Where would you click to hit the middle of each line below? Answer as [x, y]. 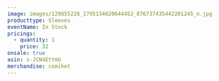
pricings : [22, 33]
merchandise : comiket [39, 66]
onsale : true [26, 54]
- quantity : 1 [34, 40]
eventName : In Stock [38, 27]
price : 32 [35, 46]
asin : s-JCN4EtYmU [34, 60]
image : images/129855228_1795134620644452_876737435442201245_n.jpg [110, 14]
